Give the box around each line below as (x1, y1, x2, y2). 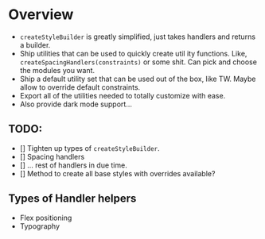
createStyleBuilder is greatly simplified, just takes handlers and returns (19, 32, 256, 41)
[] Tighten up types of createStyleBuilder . (19, 143, 161, 152)
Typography (19, 221, 60, 231)
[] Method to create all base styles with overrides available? (19, 168, 216, 178)
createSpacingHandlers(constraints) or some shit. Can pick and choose (19, 57, 257, 67)
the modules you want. (19, 65, 95, 75)
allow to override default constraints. (19, 82, 141, 92)
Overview (8, 6, 74, 24)
